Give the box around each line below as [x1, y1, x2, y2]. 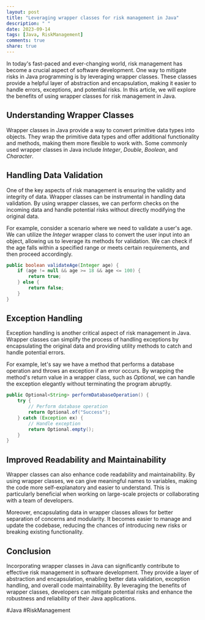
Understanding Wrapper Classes [6, 110, 135, 121]
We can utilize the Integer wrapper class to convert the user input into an [6, 231, 190, 238]
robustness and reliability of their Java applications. [6, 594, 136, 602]
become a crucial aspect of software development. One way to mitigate [6, 66, 187, 73]
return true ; [28, 274, 62, 280]
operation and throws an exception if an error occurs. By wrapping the [6, 367, 184, 375]
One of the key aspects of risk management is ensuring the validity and [6, 186, 187, 193]
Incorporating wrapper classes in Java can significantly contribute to [6, 562, 180, 569]
